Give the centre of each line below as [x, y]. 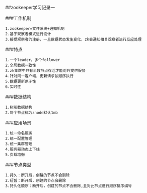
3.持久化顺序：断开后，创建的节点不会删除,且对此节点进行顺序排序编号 [68, 186]
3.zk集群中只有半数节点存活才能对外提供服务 [45, 71]
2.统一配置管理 [19, 138]
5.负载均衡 [15, 155]
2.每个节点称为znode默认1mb [31, 113]
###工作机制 [18, 18]
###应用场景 [18, 123]
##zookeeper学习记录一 [30, 7]
